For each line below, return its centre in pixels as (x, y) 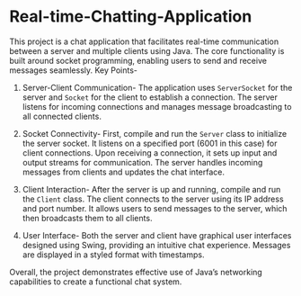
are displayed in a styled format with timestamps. (113, 255)
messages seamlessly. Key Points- (73, 70)
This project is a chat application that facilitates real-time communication (144, 41)
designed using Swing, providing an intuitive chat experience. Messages (156, 245)
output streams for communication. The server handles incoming (142, 162)
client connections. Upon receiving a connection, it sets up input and (150, 152)
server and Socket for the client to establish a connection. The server (150, 97)
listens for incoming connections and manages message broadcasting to (157, 106)
